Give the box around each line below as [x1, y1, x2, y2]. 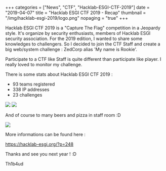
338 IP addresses [12, 87, 50, 93]
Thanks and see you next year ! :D [5, 151, 77, 157]
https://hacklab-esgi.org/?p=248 [5, 141, 74, 147]
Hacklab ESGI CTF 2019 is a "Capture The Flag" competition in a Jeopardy [5, 25, 161, 31]
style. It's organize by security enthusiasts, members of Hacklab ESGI [5, 30, 151, 36]
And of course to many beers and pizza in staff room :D [5, 112, 121, 118]
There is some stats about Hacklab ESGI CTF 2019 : [5, 71, 113, 77]
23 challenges [12, 92, 43, 98]
